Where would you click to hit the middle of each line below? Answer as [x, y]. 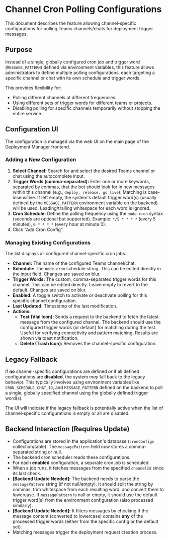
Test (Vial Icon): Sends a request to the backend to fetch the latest [89, 317]
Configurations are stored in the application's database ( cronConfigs [83, 441]
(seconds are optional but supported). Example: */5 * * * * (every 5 [84, 219]
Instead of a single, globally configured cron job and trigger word [73, 62]
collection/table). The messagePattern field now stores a [70, 446]
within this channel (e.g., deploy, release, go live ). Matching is [79, 192]
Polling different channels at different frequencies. [64, 97]
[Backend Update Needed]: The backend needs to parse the [76, 479]
